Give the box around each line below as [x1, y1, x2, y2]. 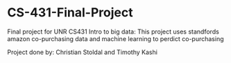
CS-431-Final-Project [7, 5, 133, 21]
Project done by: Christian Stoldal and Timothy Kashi [7, 48, 158, 56]
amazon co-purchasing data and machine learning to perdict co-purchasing [7, 34, 224, 42]
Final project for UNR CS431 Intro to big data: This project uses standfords [7, 27, 220, 36]
